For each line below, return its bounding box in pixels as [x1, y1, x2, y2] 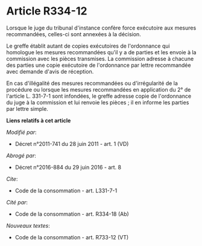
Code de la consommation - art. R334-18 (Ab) [14, 210, 130, 218]
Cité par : [6, 198, 28, 206]
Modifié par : [6, 128, 37, 136]
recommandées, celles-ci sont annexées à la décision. [6, 30, 142, 37]
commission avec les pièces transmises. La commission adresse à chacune [6, 55, 194, 62]
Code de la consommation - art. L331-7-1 [14, 187, 118, 194]
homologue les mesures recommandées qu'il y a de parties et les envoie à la [6, 48, 197, 55]
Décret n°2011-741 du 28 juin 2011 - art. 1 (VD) [14, 140, 129, 147]
